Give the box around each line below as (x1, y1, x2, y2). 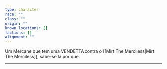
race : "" (5, 12, 23, 17)
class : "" (5, 16, 26, 21)
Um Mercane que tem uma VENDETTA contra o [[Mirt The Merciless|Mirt (5, 48, 155, 54)
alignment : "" (5, 35, 35, 40)
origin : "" (5, 21, 28, 26)
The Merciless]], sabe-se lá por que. (5, 53, 80, 59)
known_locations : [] (5, 26, 48, 31)
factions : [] (5, 30, 32, 35)
